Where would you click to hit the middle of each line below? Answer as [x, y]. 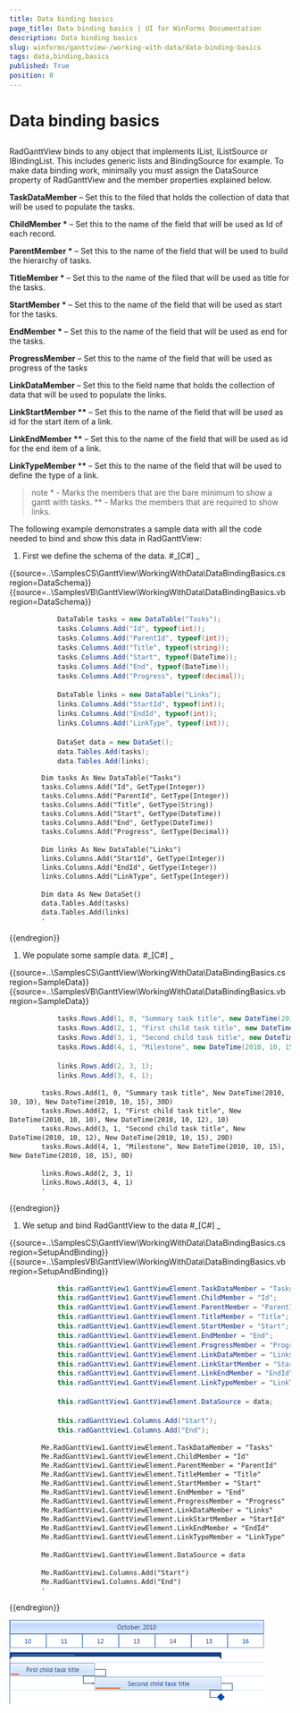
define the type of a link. [54, 475]
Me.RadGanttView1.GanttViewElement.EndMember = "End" [143, 1492]
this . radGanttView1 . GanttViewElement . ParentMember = [157, 1308]
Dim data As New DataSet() [92, 895]
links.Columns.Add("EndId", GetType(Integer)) [129, 868]
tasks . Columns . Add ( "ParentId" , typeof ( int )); [143, 639]
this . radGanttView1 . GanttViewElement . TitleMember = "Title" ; [173, 1317]
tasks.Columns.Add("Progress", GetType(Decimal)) [135, 832]
